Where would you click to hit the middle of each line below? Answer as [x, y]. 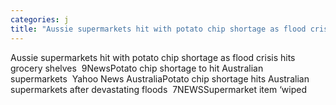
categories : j [40, 19]
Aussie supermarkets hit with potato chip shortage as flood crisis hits [153, 57]
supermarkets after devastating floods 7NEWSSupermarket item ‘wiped [158, 89]
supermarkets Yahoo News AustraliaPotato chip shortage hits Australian [160, 78]
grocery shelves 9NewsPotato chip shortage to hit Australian [137, 68]
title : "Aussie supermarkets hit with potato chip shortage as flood [158, 29]
